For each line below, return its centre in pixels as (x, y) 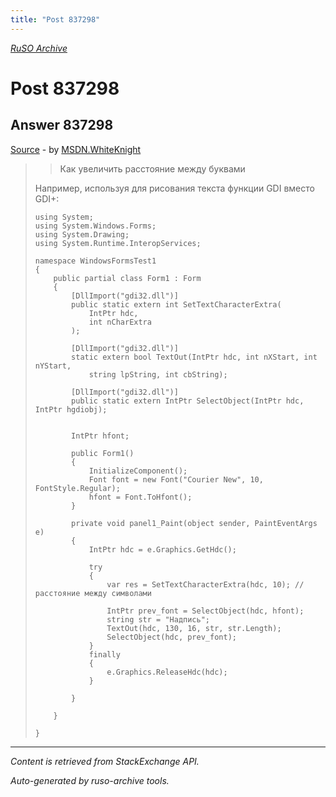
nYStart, (53, 366)
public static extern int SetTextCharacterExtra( (176, 304)
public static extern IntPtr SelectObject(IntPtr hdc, (188, 401)
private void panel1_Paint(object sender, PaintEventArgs (194, 523)
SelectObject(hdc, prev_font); (171, 637)
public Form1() (103, 453)
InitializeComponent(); (138, 471)
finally (104, 654)
